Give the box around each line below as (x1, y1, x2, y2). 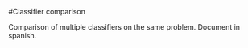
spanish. (8, 31, 37, 40)
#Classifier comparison (8, 7, 86, 16)
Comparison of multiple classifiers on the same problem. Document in (8, 22, 240, 31)
